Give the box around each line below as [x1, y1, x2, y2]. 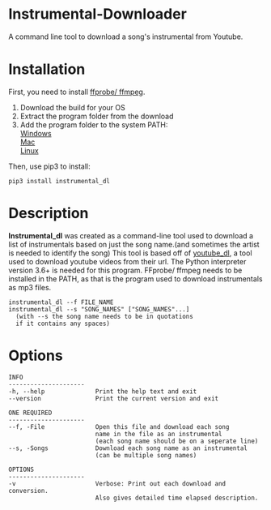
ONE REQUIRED [8, 409, 53, 417]
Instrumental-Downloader [8, 5, 188, 24]
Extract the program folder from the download [19, 111, 174, 121]
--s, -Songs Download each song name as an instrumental [8, 444, 248, 452]
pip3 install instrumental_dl [8, 177, 111, 185]
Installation [8, 60, 86, 79]
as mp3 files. [8, 282, 52, 292]
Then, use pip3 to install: [8, 161, 91, 171]
